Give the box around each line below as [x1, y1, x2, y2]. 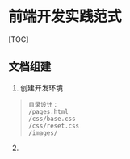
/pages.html [27, 107, 69, 115]
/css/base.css [27, 115, 76, 123]
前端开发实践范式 [8, 7, 123, 26]
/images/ [27, 128, 58, 137]
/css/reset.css [27, 122, 80, 130]
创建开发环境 [19, 82, 63, 93]
